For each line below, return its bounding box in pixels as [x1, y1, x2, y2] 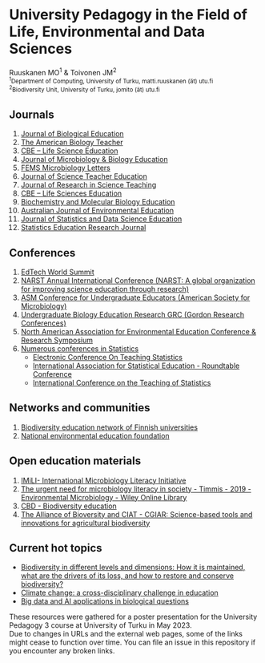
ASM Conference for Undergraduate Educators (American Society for [20, 293, 251, 302]
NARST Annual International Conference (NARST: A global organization [20, 276, 255, 285]
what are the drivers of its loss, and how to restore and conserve [20, 571, 235, 580]
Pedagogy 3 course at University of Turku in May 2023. [9, 621, 192, 630]
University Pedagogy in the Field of [9, 6, 247, 24]
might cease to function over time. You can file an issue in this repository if [9, 637, 255, 647]
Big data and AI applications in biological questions [20, 596, 189, 606]
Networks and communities [9, 401, 151, 414]
